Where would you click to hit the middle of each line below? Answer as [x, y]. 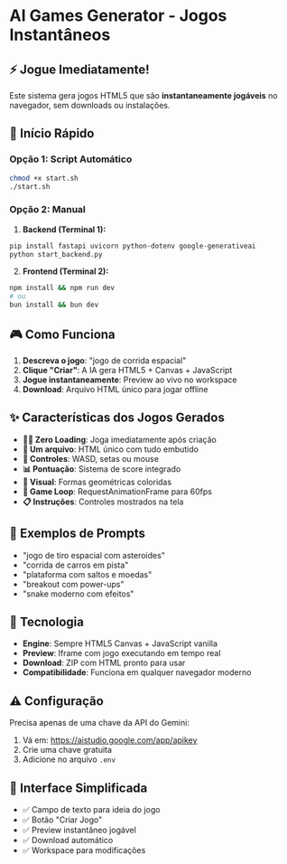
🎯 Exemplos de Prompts [78, 534]
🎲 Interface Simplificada [79, 788]
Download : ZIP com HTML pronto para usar [104, 663]
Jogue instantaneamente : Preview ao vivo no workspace [130, 380]
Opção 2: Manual [47, 210]
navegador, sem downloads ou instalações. [90, 105]
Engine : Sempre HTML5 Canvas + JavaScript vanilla [120, 643]
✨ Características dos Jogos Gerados [117, 418]
